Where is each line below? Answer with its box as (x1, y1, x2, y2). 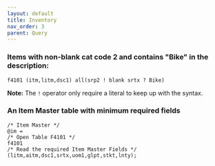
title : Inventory (7, 17, 57, 24)
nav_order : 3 (7, 23, 45, 30)
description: (7, 61, 50, 71)
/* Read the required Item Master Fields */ (7, 146, 137, 153)
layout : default (7, 10, 54, 17)
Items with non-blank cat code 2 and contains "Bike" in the (7, 53, 209, 62)
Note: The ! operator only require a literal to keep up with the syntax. (7, 89, 203, 97)
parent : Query (7, 29, 48, 37)
